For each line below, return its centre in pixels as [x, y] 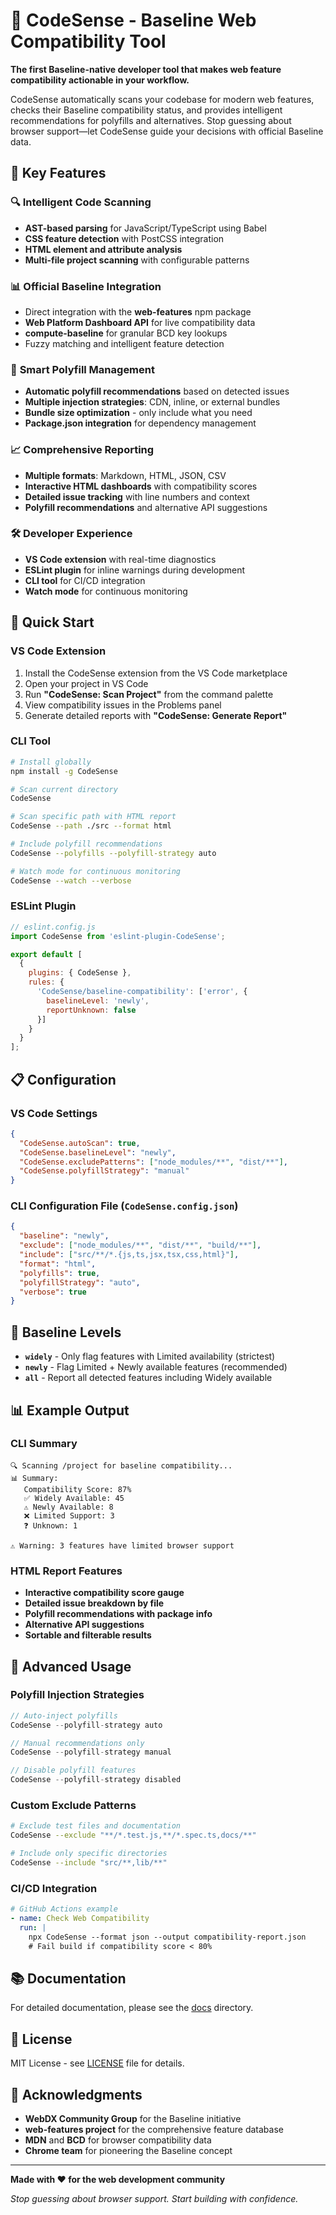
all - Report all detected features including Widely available [148, 1378]
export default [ [46, 954]
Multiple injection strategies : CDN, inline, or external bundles [152, 402]
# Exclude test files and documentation [96, 1826]
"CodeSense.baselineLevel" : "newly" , [98, 1152]
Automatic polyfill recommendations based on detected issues [157, 391]
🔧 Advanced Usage [71, 1666]
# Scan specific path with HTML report [93, 817]
